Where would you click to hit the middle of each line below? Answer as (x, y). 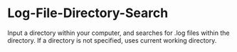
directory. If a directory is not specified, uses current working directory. (112, 40)
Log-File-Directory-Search (88, 13)
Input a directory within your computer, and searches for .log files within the (118, 33)
